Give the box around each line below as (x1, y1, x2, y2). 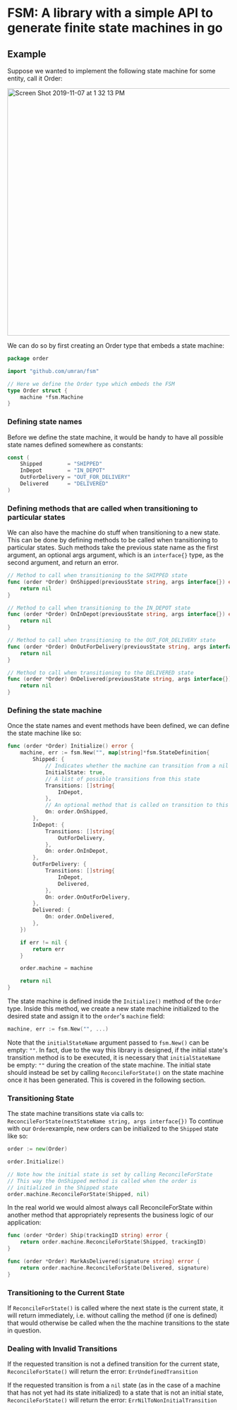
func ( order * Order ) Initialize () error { (7, 743, 134, 750)
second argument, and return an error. (7, 559, 119, 567)
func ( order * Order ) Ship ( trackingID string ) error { (7, 1232, 169, 1239)
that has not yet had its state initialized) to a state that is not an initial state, (7, 1388, 224, 1397)
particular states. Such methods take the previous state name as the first (7, 543, 219, 552)
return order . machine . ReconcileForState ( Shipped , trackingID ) (20, 1239, 207, 1246)
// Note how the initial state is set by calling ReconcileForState (7, 1171, 213, 1178)
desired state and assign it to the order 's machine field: (7, 1012, 165, 1021)
